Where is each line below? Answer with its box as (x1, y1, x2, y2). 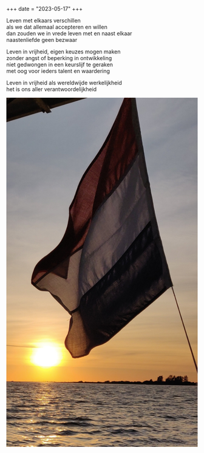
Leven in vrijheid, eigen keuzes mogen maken (6, 48, 121, 55)
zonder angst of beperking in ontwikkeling (6, 55, 112, 61)
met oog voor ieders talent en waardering (6, 67, 110, 75)
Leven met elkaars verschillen (6, 17, 81, 24)
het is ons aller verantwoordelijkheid (6, 86, 97, 93)
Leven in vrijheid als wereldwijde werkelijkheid (6, 79, 123, 86)
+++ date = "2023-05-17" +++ (6, 5, 83, 12)
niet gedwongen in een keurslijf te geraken (6, 61, 114, 68)
